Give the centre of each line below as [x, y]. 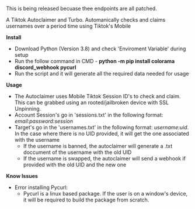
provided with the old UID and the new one [75, 165]
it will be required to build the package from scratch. [86, 200]
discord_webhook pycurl [45, 67]
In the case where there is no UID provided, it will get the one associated [102, 133]
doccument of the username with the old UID [77, 152]
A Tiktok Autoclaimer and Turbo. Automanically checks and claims [86, 20]
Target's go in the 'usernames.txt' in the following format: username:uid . [102, 127]
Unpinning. [28, 109]
